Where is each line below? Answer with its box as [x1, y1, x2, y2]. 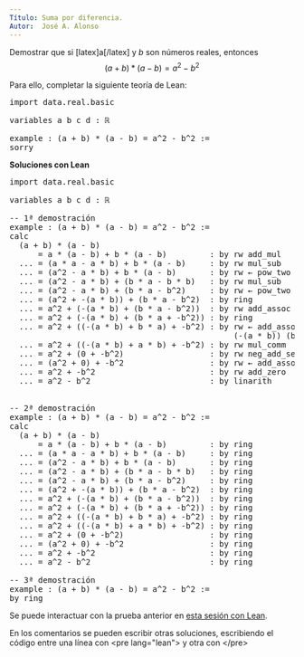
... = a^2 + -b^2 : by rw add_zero [18, 367, 287, 377]
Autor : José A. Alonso [9, 22, 100, 31]
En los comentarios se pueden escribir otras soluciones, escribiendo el [9, 628, 274, 639]
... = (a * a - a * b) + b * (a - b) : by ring [18, 449, 253, 459]
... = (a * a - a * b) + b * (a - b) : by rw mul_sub [18, 259, 282, 269]
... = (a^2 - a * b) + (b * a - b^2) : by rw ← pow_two [18, 286, 291, 296]
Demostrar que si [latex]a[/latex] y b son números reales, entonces [9, 46, 259, 57]
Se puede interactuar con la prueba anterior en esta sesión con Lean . [9, 610, 269, 621]
